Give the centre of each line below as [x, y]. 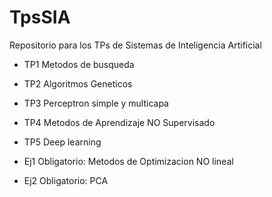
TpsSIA [40, 17]
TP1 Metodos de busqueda [79, 64]
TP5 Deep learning [62, 142]
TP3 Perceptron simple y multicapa [96, 103]
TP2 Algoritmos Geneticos [78, 83]
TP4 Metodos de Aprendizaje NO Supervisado [119, 122]
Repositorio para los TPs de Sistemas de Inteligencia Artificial [135, 45]
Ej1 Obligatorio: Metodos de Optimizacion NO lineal [128, 161]
